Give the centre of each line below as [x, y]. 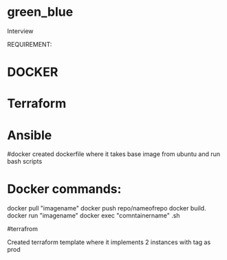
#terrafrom [22, 229]
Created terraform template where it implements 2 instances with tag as [109, 242]
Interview [20, 31]
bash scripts [25, 162]
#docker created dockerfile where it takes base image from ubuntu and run [113, 154]
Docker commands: [64, 189]
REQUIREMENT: [30, 44]
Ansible [30, 135]
